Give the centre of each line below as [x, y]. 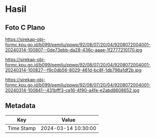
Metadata [20, 106]
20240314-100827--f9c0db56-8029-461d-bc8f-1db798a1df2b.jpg [73, 70]
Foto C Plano [25, 28]
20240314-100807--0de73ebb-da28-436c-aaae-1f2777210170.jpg [74, 50]
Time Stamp [22, 128]
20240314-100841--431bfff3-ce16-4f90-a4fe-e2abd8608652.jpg [72, 90]
